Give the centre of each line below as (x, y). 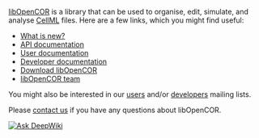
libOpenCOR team (50, 79)
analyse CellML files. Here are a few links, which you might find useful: (126, 20)
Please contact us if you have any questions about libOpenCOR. (115, 110)
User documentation (54, 53)
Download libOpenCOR (59, 70)
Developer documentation (64, 61)
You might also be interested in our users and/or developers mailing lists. (130, 94)
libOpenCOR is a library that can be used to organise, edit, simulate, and (129, 12)
